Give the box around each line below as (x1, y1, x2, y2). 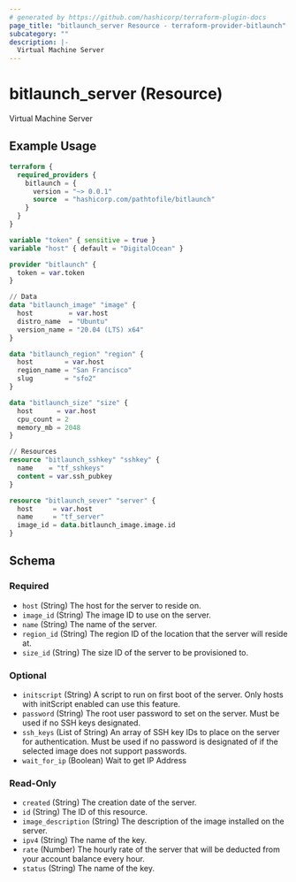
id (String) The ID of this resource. (21, 807, 148, 817)
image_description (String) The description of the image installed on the (21, 816, 285, 827)
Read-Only (9, 777, 57, 789)
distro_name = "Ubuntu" (17, 317, 109, 326)
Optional (9, 669, 47, 681)
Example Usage (9, 139, 97, 154)
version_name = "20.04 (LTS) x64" (17, 325, 144, 334)
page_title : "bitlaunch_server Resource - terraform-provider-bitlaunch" (9, 21, 287, 30)
